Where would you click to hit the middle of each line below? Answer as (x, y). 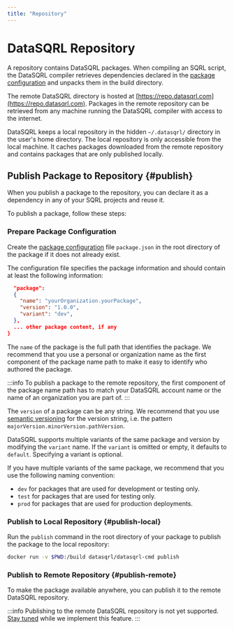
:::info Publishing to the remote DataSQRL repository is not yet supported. (113, 611)
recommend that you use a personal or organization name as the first (107, 354)
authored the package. (40, 369)
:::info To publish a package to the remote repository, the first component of (116, 383)
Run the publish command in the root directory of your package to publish (114, 536)
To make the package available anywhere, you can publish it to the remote (114, 590)
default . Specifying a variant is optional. (65, 454)
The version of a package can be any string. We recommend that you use (114, 411)
